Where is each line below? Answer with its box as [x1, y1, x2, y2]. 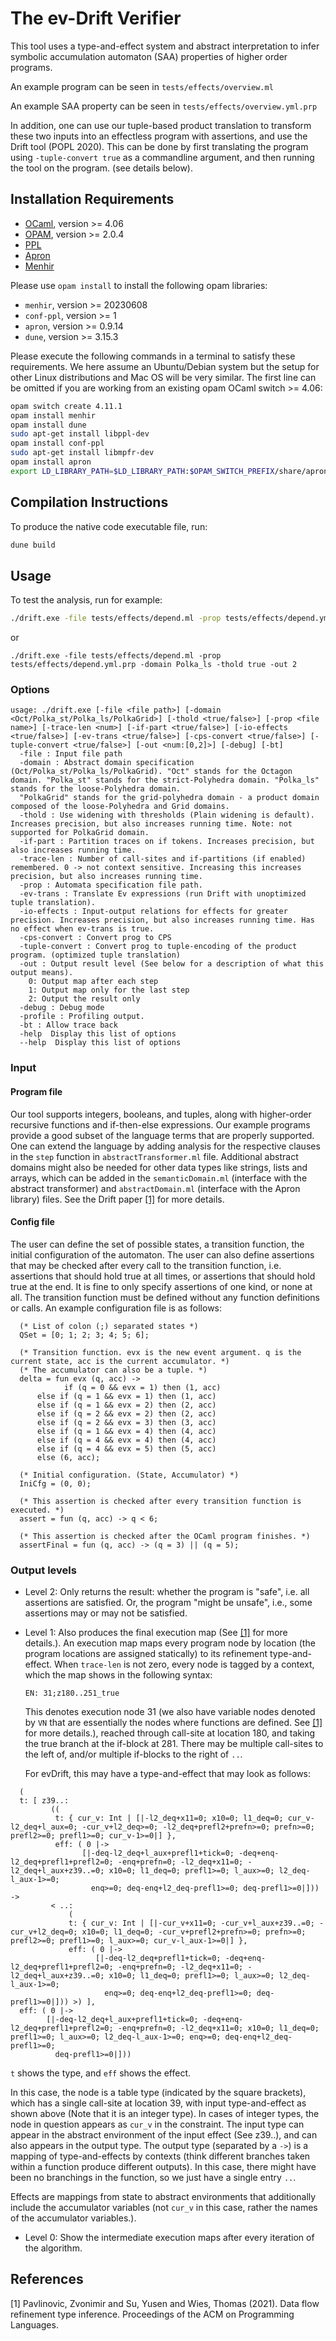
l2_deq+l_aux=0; [10, 1822, 78, 1832]
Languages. [10, 2318, 59, 2331]
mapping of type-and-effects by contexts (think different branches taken [10, 2150, 311, 2162]
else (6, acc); [36, 1452, 101, 1462]
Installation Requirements [10, 191, 175, 208]
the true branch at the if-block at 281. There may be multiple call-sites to [24, 1738, 324, 1750]
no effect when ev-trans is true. [10, 924, 155, 934]
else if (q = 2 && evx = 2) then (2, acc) [36, 1408, 217, 1419]
